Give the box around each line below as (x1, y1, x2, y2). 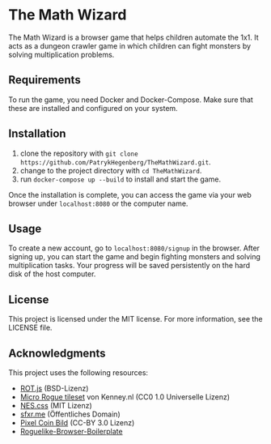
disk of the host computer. (8, 269, 96, 279)
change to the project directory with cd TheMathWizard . (19, 165, 202, 175)
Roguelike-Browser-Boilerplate (19, 427, 123, 436)
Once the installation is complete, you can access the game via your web (8, 190, 252, 199)
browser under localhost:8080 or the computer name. (8, 199, 188, 208)
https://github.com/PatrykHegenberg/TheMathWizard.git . (19, 156, 212, 167)
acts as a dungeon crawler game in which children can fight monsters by (8, 41, 252, 50)
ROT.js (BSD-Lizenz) (19, 383, 89, 393)
